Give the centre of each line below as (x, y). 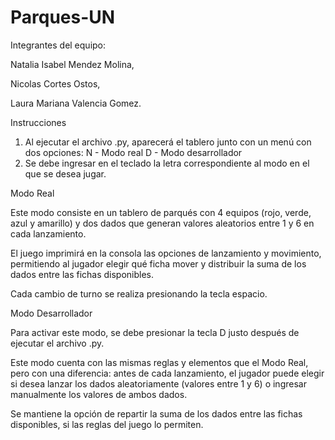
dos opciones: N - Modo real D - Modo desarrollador (133, 152)
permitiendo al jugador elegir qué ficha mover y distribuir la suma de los (158, 263)
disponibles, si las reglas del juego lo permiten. (107, 424)
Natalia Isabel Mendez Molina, (72, 64)
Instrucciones (38, 122)
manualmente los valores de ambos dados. (99, 394)
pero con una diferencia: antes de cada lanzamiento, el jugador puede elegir (167, 373)
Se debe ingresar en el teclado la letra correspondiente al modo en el (167, 163)
